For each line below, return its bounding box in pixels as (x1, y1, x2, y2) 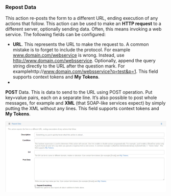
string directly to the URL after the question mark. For (12, 63, 125, 69)
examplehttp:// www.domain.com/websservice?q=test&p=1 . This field (12, 68, 158, 75)
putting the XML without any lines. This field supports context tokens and (5, 106, 159, 112)
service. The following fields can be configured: (5, 32, 106, 38)
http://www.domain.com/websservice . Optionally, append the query (12, 58, 156, 64)
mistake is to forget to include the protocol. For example (12, 47, 131, 53)
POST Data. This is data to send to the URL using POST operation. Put (5, 89, 153, 95)
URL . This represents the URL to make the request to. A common (12, 41, 149, 47)
